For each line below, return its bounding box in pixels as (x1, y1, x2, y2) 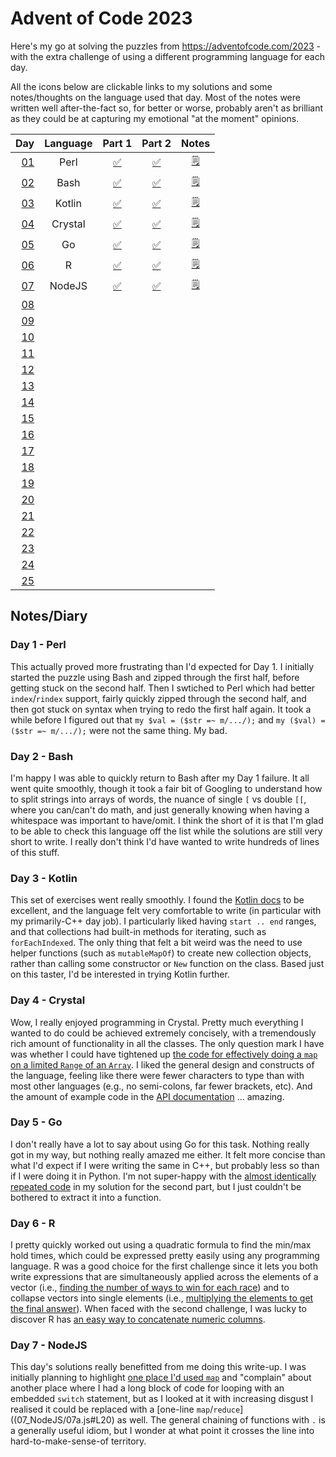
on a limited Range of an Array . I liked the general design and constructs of (10, 1058, 315, 1071)
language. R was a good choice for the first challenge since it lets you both (10, 1260, 318, 1272)
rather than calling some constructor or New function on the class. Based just (10, 958, 325, 970)
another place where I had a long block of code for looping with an (10, 1382, 285, 1394)
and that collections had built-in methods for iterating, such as (10, 926, 267, 938)
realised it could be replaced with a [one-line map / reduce (10, 1403, 241, 1416)
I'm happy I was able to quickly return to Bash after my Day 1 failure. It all (10, 772, 310, 784)
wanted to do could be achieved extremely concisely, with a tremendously (10, 1027, 317, 1039)
